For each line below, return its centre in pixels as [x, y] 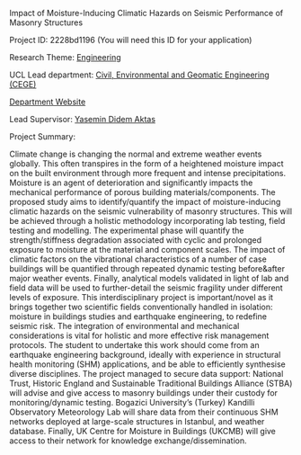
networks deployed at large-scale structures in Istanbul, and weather [137, 421]
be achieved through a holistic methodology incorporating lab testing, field [147, 221]
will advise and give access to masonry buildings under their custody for [144, 393]
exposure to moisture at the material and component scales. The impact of [147, 250]
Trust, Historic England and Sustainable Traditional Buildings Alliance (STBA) [151, 383]
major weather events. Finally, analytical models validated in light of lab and [149, 278]
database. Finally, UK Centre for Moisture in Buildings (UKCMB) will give [143, 431]
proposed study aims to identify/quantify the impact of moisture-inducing [145, 202]
